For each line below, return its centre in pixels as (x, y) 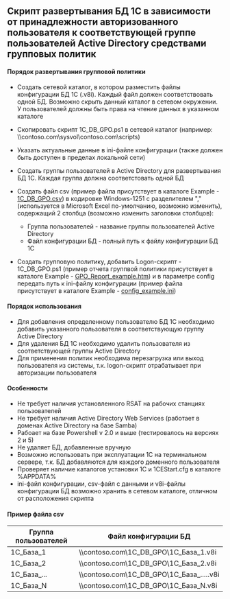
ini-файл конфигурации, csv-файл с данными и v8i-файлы (101, 484)
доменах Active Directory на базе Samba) (77, 425)
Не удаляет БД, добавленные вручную (74, 447)
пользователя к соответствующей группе (102, 33)
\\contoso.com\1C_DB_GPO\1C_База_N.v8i (148, 586)
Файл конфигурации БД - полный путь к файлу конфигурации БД (123, 241)
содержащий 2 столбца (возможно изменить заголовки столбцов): (115, 213)
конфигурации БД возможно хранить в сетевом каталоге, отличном (117, 491)
